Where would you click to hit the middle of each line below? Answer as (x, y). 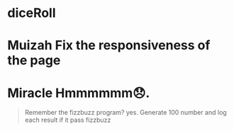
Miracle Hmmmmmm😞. (79, 93)
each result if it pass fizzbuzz (68, 120)
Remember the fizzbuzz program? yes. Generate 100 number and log (126, 113)
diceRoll (32, 13)
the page (34, 61)
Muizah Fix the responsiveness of (109, 46)
